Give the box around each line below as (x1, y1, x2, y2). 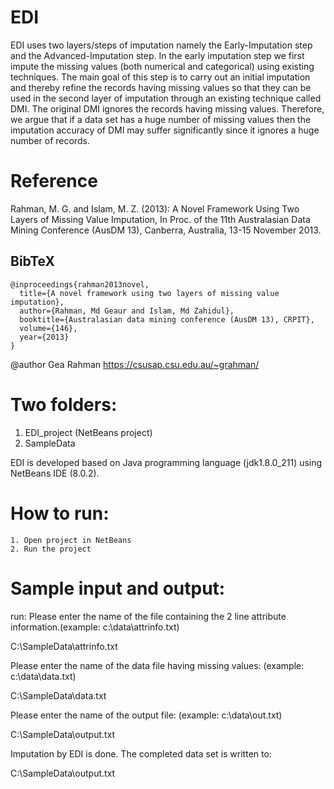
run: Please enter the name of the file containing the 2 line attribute (10, 610, 287, 622)
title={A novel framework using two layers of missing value (19, 288, 280, 298)
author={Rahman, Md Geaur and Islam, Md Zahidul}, (19, 306, 235, 316)
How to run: (10, 502, 110, 525)
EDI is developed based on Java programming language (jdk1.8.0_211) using (10, 456, 323, 468)
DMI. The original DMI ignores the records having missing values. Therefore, (10, 102, 325, 115)
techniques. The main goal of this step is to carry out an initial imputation (10, 71, 311, 83)
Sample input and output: (10, 577, 226, 600)
